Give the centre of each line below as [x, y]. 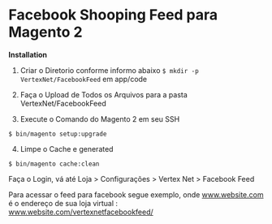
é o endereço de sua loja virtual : [63, 203]
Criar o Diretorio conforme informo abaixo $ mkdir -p [109, 70]
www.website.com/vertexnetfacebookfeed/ [81, 212]
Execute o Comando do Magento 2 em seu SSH [100, 118]
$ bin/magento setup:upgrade [58, 134]
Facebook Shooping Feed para [113, 15]
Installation [28, 54]
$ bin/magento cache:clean [54, 164]
